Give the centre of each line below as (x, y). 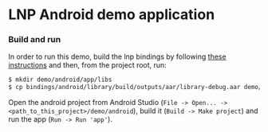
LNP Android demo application (112, 15)
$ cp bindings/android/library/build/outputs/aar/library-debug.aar (124, 87)
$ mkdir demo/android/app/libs (60, 80)
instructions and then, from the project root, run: (88, 65)
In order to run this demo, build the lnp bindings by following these (117, 56)
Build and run (35, 40)
